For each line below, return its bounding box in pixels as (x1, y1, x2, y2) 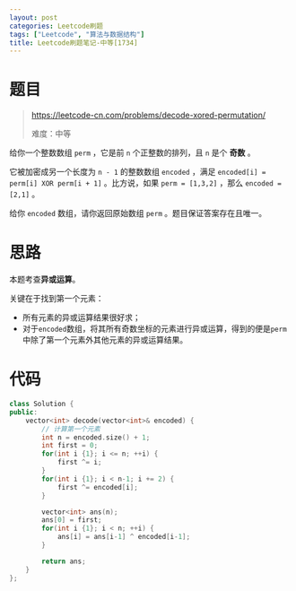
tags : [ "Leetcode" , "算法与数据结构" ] (9, 30, 145, 39)
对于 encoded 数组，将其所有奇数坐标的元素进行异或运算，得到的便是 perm (22, 324, 287, 335)
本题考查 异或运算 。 (9, 274, 81, 285)
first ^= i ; (57, 458, 102, 467)
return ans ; (41, 557, 87, 566)
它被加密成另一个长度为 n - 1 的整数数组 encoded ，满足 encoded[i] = (9, 167, 266, 178)
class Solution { (9, 400, 74, 409)
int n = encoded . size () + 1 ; (41, 432, 151, 442)
